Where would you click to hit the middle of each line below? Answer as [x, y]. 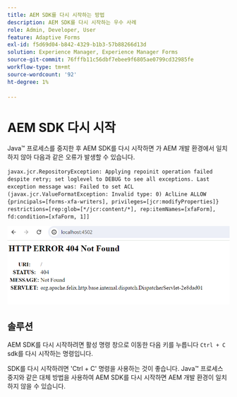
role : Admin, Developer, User [52, 30]
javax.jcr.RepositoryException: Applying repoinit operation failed [110, 172]
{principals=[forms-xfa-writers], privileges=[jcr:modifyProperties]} [113, 202]
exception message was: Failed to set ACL [71, 187]
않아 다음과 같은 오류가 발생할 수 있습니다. [78, 157]
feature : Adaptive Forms [44, 37]
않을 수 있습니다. [43, 386]
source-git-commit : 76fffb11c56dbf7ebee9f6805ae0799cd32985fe [101, 60]
